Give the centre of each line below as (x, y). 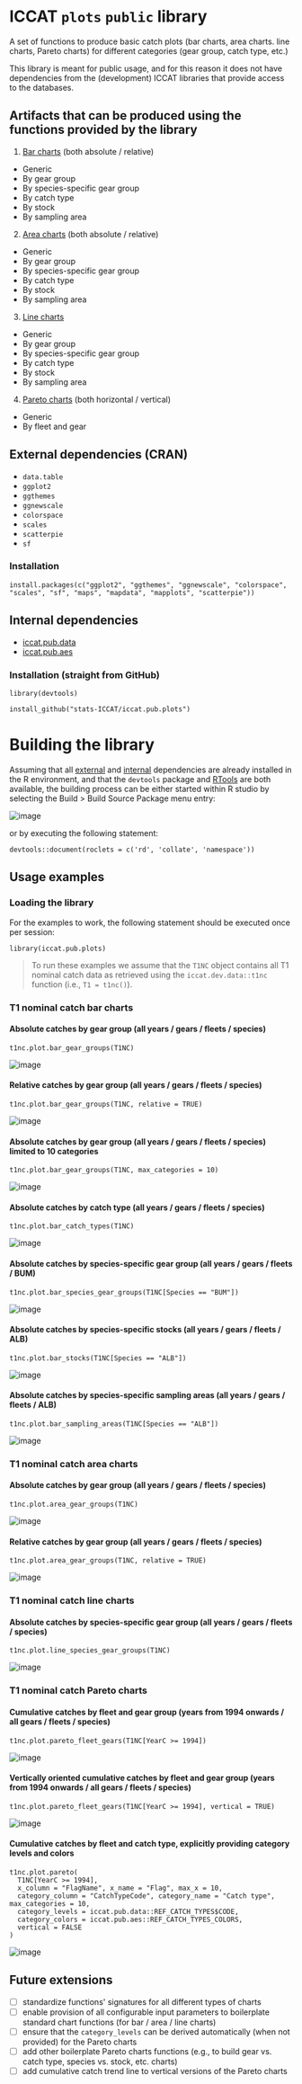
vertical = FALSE (50, 1927)
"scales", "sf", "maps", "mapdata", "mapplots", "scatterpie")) (132, 592)
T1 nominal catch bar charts (71, 1007)
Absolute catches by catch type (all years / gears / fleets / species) (137, 1207)
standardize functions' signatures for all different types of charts (142, 2001)
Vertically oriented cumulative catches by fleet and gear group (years (142, 1778)
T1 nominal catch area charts (74, 1464)
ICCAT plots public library (108, 17)
